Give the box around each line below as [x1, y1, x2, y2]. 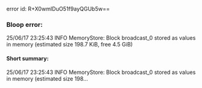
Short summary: [6, 54, 49, 62]
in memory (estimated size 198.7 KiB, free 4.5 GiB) [6, 41, 133, 48]
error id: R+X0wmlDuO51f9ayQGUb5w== [6, 5, 110, 12]
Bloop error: [6, 20, 43, 29]
